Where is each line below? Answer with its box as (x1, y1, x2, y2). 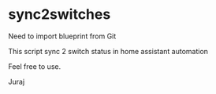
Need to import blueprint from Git (8, 31, 117, 41)
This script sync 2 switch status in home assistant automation (8, 46, 209, 56)
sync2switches (8, 5, 111, 23)
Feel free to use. (8, 61, 61, 71)
